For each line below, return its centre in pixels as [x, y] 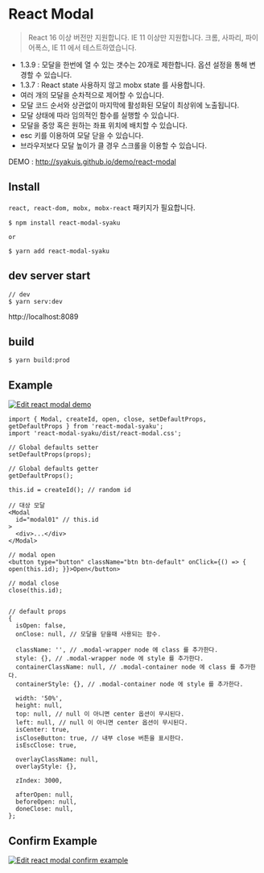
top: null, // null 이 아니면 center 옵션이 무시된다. [100, 714]
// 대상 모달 [27, 506]
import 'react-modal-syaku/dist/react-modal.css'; [95, 434]
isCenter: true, [43, 730]
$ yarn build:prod [39, 360]
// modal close [34, 583]
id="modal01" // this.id [57, 520]
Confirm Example [53, 841]
